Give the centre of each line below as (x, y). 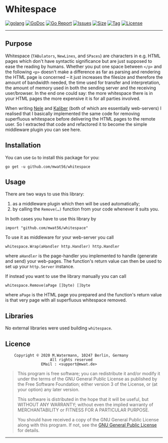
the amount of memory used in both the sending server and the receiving (81, 88)
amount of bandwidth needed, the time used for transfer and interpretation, (83, 82)
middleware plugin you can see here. (43, 130)
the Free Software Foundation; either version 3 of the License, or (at (87, 384)
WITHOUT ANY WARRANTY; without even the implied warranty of (85, 405)
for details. (28, 430)
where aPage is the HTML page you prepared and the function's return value (83, 295)
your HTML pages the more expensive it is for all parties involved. (73, 98)
